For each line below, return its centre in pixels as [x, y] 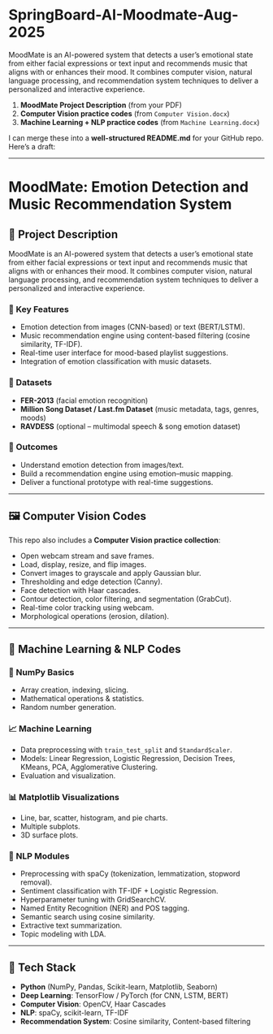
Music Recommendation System [120, 204]
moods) [33, 417]
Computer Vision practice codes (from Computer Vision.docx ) [125, 113]
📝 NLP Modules [39, 856]
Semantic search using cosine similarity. [88, 917]
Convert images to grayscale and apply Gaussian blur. [110, 573]
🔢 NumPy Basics [41, 672]
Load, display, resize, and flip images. [83, 564]
